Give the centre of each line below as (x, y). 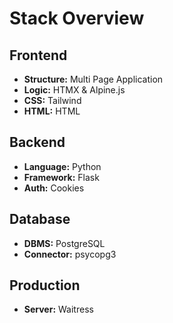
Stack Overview (77, 18)
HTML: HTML (52, 111)
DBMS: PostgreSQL (64, 243)
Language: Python (62, 166)
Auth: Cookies (54, 188)
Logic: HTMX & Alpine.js (74, 90)
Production (45, 285)
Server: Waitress (58, 309)
